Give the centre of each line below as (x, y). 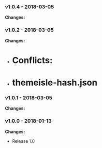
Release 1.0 (23, 141)
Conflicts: (32, 60)
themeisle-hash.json (55, 83)
